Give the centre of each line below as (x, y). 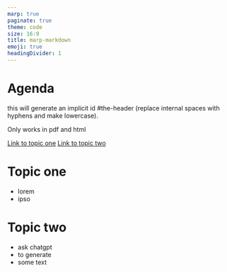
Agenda (31, 89)
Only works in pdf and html (47, 129)
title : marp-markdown (39, 40)
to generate (34, 254)
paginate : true (30, 21)
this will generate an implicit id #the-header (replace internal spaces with (114, 108)
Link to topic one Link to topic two (57, 143)
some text (32, 262)
